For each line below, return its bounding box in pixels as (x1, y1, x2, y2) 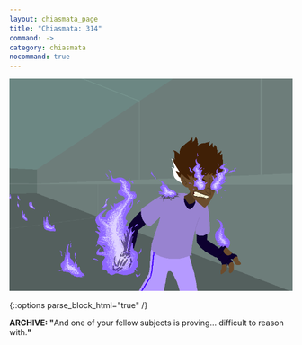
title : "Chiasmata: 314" (9, 23, 102, 33)
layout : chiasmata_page (9, 14, 99, 23)
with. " (9, 327, 32, 338)
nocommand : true (9, 52, 70, 62)
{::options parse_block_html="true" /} (9, 300, 148, 311)
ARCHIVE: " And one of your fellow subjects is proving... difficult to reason (9, 317, 285, 328)
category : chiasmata (9, 43, 87, 52)
